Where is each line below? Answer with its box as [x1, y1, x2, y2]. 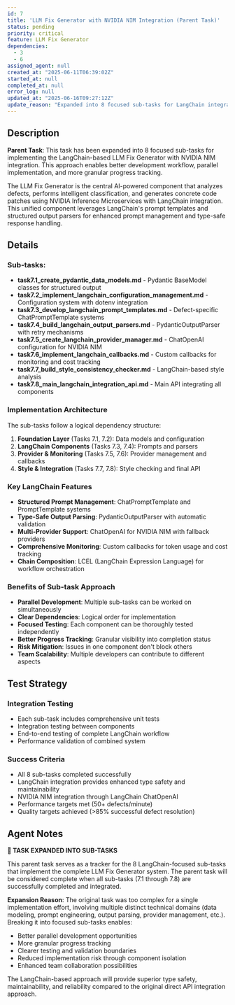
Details [7, 239, 38, 251]
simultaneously [17, 605, 62, 614]
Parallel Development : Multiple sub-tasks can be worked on [17, 598, 192, 606]
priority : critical [7, 29, 64, 37]
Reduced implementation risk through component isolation [17, 954, 187, 962]
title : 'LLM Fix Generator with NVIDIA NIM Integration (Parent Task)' [7, 17, 220, 24]
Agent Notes [7, 827, 64, 840]
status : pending [7, 23, 55, 30]
